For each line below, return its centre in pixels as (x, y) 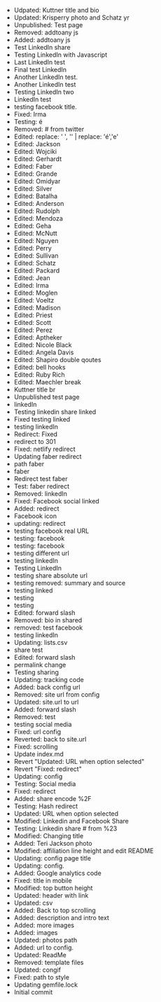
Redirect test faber (41, 479)
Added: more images (44, 925)
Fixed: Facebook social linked (56, 501)
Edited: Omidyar (37, 181)
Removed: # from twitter (49, 129)
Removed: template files (49, 962)
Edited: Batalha (36, 196)
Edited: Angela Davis (44, 352)
